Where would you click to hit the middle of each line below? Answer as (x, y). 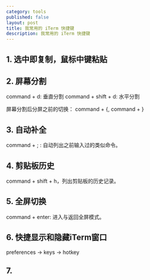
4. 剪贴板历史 (30, 166)
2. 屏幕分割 (26, 81)
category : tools (26, 12)
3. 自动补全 (26, 130)
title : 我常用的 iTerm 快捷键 (40, 28)
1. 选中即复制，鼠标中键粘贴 (57, 59)
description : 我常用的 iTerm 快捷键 (48, 34)
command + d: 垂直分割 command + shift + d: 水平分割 (73, 97)
